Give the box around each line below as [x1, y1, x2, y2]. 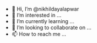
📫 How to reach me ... [11, 31, 66, 37]
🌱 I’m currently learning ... [11, 18, 75, 24]
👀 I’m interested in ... [11, 12, 62, 19]
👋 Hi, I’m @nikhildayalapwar [11, 6, 79, 12]
